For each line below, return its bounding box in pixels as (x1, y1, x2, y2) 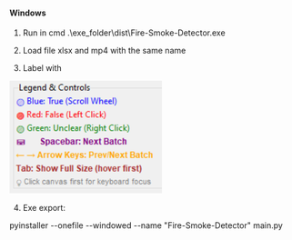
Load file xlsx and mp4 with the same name (22, 45, 186, 56)
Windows (9, 7, 46, 18)
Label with (22, 63, 62, 74)
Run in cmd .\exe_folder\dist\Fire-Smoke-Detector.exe (22, 27, 226, 38)
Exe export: (22, 203, 66, 214)
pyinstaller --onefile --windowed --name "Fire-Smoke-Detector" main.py (9, 220, 284, 231)
